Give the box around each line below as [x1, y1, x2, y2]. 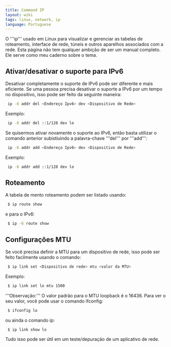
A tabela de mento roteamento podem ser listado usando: [5, 192, 127, 198]
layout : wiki [5, 12, 33, 17]
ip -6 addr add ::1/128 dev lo [7, 164, 74, 169]
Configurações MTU [5, 235, 71, 244]
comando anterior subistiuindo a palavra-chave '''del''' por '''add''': [5, 135, 148, 141]
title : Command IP [5, 7, 44, 13]
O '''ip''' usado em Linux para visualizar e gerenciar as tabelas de [5, 36, 143, 42]
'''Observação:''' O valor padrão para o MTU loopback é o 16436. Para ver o [5, 292, 166, 298]
